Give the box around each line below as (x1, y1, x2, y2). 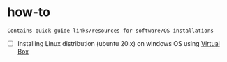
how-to (7, 4, 51, 20)
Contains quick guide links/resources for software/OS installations (7, 27, 214, 34)
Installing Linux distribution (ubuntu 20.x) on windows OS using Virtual (17, 39, 220, 47)
